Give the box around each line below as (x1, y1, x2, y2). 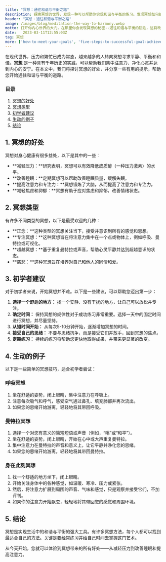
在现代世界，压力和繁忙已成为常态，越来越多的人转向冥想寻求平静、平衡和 (5, 53, 157, 59)
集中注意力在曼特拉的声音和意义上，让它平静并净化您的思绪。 (12, 442, 138, 448)
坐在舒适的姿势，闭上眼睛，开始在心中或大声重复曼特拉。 (12, 436, 129, 442)
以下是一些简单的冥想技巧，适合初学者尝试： (5, 366, 96, 372)
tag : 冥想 (5, 35, 24, 40)
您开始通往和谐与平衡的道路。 (5, 72, 66, 78)
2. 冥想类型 (5, 203, 39, 212)
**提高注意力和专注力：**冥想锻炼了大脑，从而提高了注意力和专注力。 (12, 181, 156, 187)
